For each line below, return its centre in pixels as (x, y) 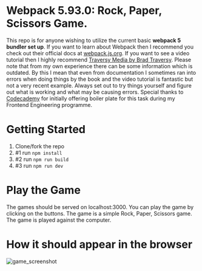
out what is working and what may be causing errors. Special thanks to (95, 92)
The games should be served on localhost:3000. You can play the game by (100, 207)
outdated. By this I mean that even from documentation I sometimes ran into (101, 72)
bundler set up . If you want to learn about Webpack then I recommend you (100, 47)
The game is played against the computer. (59, 220)
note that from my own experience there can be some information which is (99, 66)
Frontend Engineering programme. (49, 105)
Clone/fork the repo (40, 146)
